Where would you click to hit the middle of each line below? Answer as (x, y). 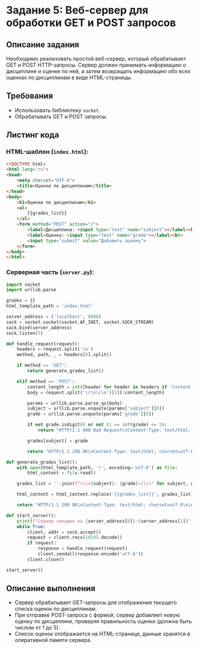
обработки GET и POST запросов (91, 23)
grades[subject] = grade (58, 441)
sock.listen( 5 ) (25, 333)
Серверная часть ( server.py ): (50, 272)
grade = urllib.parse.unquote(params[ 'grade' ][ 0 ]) (91, 414)
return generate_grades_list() (66, 371)
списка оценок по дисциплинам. (56, 609)
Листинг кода (33, 135)
